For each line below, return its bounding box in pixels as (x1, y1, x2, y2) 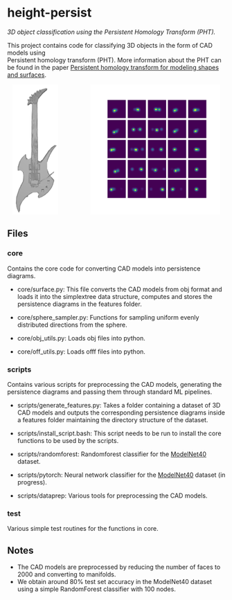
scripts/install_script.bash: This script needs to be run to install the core (17, 429, 222, 437)
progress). (17, 478, 47, 486)
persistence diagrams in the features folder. (17, 300, 142, 308)
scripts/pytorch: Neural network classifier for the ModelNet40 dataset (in (17, 471, 226, 479)
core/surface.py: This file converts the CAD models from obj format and (17, 285, 223, 293)
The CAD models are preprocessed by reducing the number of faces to (17, 563, 221, 572)
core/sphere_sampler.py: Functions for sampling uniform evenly (17, 313, 199, 321)
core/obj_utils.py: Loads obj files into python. (17, 334, 145, 342)
